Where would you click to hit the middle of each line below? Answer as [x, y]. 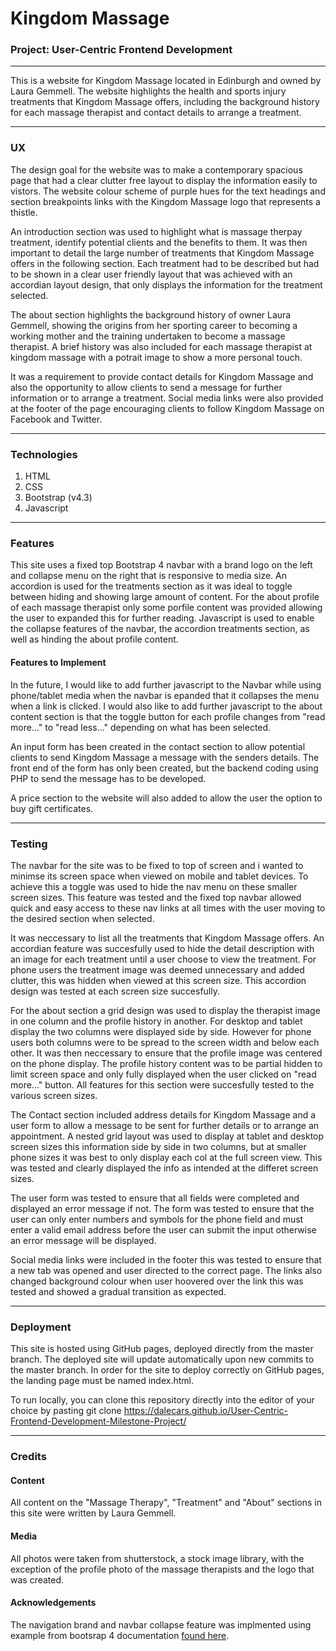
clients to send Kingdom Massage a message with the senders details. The [165, 757]
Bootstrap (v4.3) [58, 498]
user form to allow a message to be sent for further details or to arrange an [165, 1125]
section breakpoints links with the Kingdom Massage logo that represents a [165, 201]
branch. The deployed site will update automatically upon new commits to [162, 1359]
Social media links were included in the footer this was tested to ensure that [166, 1259]
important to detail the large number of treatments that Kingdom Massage [162, 253]
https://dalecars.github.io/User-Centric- [205, 1411]
